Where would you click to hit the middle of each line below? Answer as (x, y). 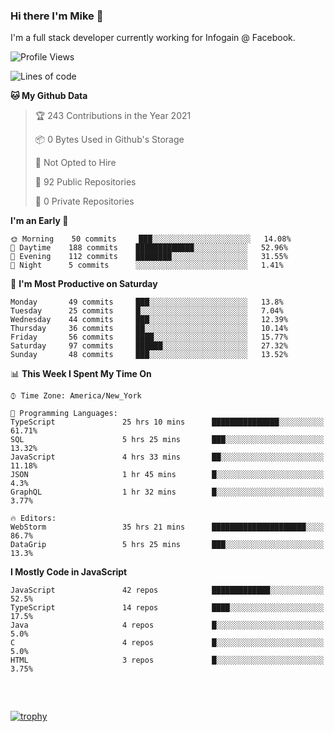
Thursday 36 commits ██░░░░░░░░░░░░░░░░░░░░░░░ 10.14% (149, 329)
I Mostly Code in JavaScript (69, 572)
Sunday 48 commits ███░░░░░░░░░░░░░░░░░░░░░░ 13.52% (149, 355)
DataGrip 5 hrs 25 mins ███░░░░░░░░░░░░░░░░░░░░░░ (167, 545)
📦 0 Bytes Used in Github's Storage (109, 140)
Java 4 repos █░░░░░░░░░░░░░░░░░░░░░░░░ (167, 625)
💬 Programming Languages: (64, 414)
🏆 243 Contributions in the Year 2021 (113, 116)
